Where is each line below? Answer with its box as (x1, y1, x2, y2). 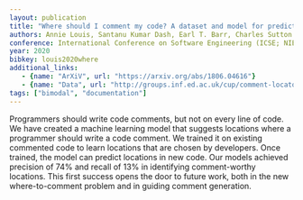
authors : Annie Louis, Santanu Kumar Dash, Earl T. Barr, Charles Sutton (9, 30, 293, 39)
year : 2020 (9, 47, 50, 56)
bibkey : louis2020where (9, 55, 99, 64)
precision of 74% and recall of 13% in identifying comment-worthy (9, 161, 256, 172)
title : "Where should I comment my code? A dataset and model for (9, 22, 264, 31)
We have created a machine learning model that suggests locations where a (9, 123, 291, 133)
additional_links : (9, 64, 78, 73)
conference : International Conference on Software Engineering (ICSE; (9, 38, 280, 48)
